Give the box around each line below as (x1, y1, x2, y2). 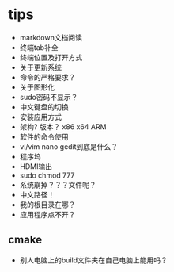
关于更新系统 (19, 62, 62, 72)
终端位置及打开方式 (19, 52, 83, 62)
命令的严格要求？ (19, 72, 76, 82)
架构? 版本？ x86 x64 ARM (19, 121, 107, 132)
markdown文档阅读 (19, 33, 83, 42)
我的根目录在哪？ (19, 200, 76, 209)
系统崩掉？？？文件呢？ (19, 180, 96, 190)
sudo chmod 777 (19, 170, 75, 180)
